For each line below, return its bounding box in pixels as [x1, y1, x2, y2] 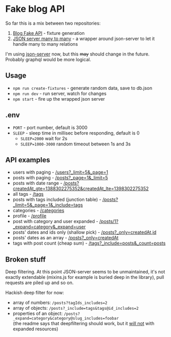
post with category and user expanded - [12, 218, 99, 224]
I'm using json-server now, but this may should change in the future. [5, 51, 150, 57]
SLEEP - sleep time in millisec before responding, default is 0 [12, 129, 140, 136]
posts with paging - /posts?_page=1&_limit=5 [12, 175, 108, 181]
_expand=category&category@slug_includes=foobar [12, 316, 119, 321]
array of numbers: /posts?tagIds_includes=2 [12, 299, 108, 306]
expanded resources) [12, 326, 59, 332]
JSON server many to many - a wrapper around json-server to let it [12, 35, 155, 42]
